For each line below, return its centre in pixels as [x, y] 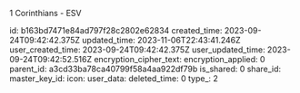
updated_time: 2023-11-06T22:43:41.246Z [161, 40]
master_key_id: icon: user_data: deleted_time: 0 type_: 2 [114, 79]
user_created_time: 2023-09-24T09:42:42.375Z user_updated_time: [137, 50]
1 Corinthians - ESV [45, 13]
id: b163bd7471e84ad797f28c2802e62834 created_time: [116, 30]
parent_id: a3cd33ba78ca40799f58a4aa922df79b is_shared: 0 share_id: [145, 69]
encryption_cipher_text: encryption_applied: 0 [180, 59]
